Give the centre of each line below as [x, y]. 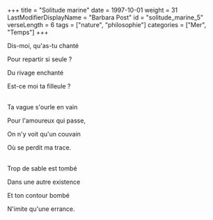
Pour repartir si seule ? [40, 59]
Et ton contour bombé [38, 195]
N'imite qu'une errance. [41, 209]
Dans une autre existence [44, 182]
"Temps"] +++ [28, 32]
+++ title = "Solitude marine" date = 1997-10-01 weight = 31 [93, 10]
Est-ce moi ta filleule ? [39, 86]
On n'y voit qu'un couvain [44, 134]
